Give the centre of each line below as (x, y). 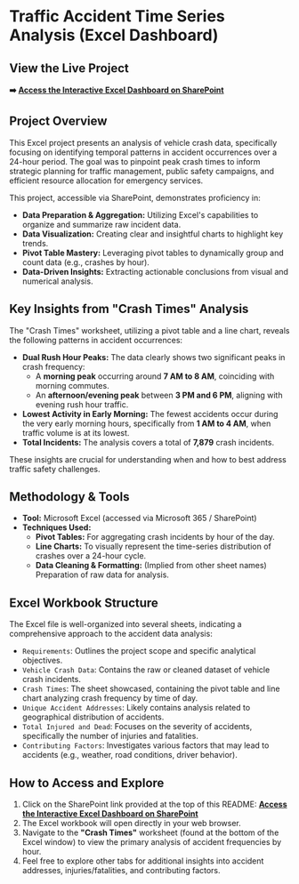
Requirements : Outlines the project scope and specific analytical (139, 651)
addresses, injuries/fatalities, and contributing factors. (121, 871)
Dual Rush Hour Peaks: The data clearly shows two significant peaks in (154, 357)
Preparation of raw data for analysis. (102, 575)
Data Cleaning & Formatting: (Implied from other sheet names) (151, 566)
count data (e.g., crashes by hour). (85, 262)
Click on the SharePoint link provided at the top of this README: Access (154, 804)
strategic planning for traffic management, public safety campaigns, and (141, 171)
